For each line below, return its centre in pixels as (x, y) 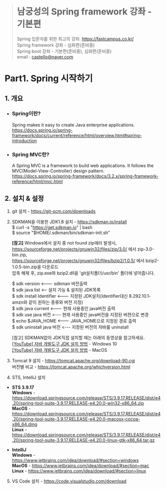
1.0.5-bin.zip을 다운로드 (35, 267)
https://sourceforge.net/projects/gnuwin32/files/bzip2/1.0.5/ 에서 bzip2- (85, 260)
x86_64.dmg (25, 424)
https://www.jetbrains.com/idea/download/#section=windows (75, 460)
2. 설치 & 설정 (24, 198)
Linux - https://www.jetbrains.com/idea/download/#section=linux (79, 471)
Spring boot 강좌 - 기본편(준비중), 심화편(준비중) (64, 51)
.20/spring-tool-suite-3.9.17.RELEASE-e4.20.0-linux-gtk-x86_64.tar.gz (83, 440)
